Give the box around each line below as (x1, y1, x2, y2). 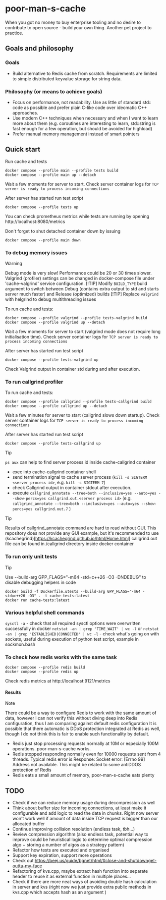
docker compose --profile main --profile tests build (5, 168, 119, 173)
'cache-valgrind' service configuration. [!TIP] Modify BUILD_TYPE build (5, 281, 148, 286)
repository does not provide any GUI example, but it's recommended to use (5, 530, 159, 536)
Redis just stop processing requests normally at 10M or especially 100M (12, 740, 159, 746)
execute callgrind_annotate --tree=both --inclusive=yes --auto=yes (12, 490, 157, 496)
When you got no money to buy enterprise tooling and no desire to (5, 19, 141, 25)
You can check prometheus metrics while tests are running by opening (5, 213, 150, 219)
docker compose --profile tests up (5, 204, 79, 210)
